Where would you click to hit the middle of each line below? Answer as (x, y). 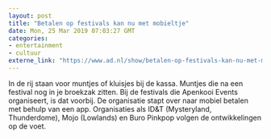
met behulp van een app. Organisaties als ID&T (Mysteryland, (110, 108)
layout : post (30, 16)
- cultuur (25, 53)
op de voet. (27, 126)
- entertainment (35, 46)
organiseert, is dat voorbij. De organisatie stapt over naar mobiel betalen (128, 100)
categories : (28, 38)
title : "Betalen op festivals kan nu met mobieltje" (99, 23)
